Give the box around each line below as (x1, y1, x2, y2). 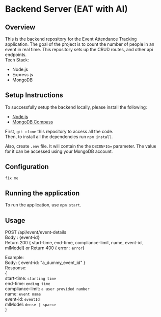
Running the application (5, 189, 80, 198)
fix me (5, 175, 19, 180)
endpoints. (5, 52, 27, 58)
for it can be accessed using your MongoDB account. (5, 148, 113, 154)
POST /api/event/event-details (5, 230, 67, 235)
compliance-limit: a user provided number (5, 286, 90, 292)
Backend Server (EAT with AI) (5, 3, 128, 15)
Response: (5, 265, 27, 271)
